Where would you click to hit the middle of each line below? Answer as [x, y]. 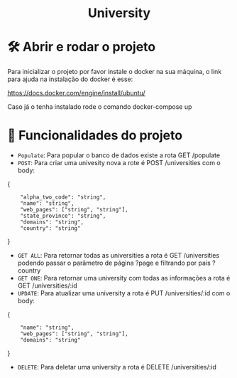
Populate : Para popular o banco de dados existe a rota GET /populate [119, 155]
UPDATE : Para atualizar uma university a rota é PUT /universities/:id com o [124, 293]
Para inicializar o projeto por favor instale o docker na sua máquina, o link [115, 72]
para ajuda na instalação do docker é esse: [70, 79]
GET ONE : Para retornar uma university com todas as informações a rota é [124, 278]
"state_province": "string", [63, 216]
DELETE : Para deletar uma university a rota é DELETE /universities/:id [117, 367]
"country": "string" [50, 229]
